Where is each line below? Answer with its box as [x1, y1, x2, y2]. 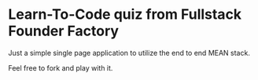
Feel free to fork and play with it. [8, 63, 113, 72]
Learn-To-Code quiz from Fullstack [8, 5, 242, 24]
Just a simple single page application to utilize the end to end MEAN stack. [8, 48, 250, 57]
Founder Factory [8, 22, 120, 40]
